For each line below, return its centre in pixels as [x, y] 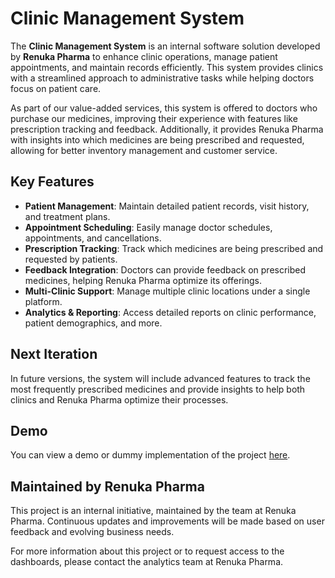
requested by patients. [71, 259]
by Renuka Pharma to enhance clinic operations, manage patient [144, 56]
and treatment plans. [67, 216]
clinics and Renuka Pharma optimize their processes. [119, 399]
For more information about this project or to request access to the [147, 551]
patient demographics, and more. [93, 323]
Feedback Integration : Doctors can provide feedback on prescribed [165, 269]
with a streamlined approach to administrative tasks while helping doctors [162, 78]
